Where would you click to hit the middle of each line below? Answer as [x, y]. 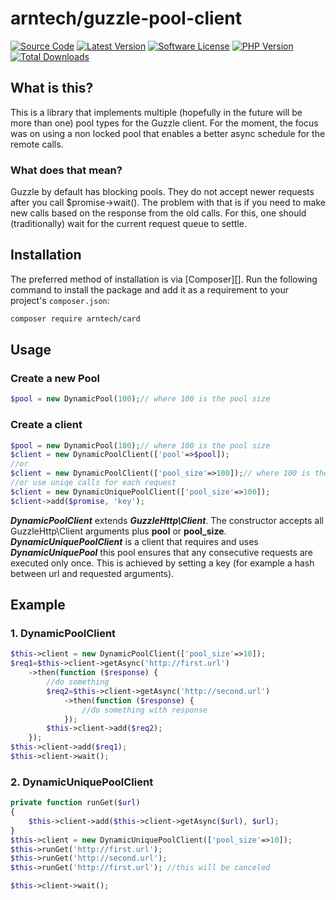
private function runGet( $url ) [75, 803]
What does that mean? [66, 170]
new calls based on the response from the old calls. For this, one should [158, 213]
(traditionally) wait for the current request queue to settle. [128, 224]
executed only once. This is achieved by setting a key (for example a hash [162, 563]
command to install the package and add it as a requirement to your [150, 289]
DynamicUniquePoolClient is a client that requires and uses [134, 541]
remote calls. [37, 144]
